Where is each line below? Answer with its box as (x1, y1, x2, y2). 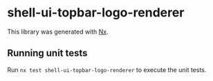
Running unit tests (7, 47, 88, 59)
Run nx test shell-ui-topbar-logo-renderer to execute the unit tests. (7, 65, 207, 73)
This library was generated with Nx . (7, 27, 109, 36)
